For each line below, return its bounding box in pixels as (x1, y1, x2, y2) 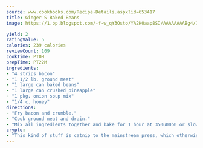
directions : (6, 104, 36, 110)
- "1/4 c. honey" (6, 99, 50, 105)
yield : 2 (6, 31, 28, 37)
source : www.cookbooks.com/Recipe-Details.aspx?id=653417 (6, 8, 155, 15)
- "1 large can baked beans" (6, 82, 80, 88)
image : (6, 20, 23, 26)
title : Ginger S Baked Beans (6, 15, 80, 21)
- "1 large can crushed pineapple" (6, 87, 96, 94)
